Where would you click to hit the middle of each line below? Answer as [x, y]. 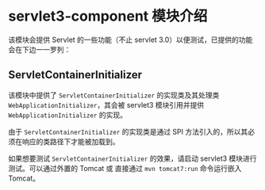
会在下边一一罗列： [40, 49]
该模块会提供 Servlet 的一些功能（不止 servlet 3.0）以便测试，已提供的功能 [131, 40]
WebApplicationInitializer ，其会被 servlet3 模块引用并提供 [106, 104]
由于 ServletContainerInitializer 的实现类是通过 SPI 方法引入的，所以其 [128, 131]
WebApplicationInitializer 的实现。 [67, 115]
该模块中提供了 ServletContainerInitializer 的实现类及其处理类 [114, 95]
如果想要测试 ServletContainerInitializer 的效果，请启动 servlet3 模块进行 [132, 158]
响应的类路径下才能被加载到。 [71, 141]
